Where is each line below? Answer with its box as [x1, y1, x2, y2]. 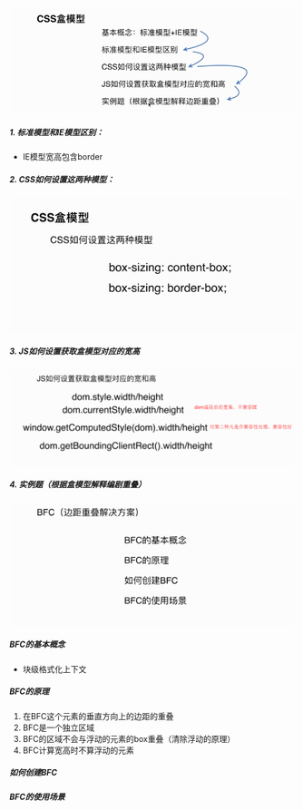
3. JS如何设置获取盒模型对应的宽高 [9, 346, 141, 356]
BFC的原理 [9, 686, 50, 697]
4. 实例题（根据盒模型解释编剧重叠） [9, 479, 147, 490]
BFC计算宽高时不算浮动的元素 [22, 745, 134, 756]
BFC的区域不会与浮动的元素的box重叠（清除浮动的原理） [22, 733, 236, 744]
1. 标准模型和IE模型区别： [9, 126, 104, 138]
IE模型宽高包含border [22, 151, 103, 162]
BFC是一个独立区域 [22, 722, 95, 733]
